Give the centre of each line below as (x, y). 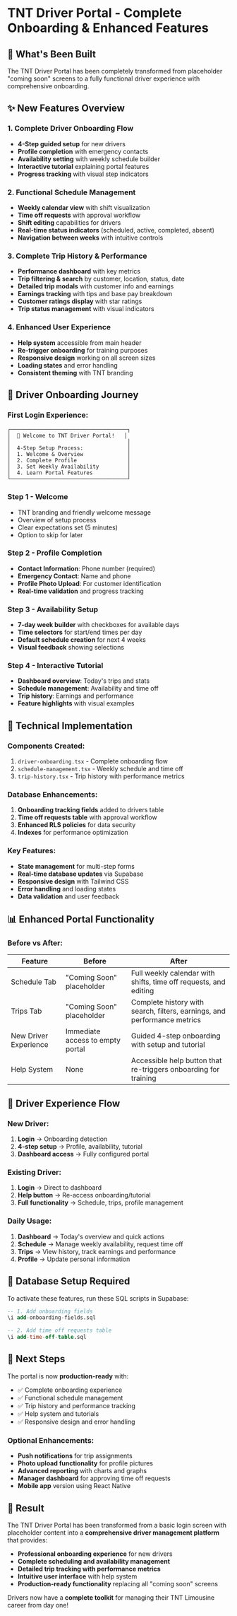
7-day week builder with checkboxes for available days (98, 625)
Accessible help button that (176, 1060)
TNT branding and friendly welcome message (84, 512)
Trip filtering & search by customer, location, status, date (101, 279)
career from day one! (38, 1605)
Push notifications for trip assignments (75, 1456)
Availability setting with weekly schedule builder (89, 159)
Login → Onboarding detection (62, 1139)
